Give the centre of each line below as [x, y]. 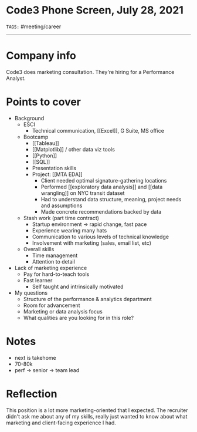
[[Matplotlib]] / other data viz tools [74, 149]
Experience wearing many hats [69, 230]
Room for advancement [52, 305]
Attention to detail [53, 261]
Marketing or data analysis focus [63, 311]
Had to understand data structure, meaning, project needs [111, 199]
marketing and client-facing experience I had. [61, 423]
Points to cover [43, 102]
